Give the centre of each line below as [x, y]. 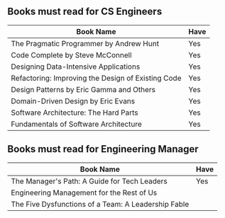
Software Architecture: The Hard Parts [75, 113]
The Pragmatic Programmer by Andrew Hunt [85, 43]
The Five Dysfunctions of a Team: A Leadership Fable [100, 204]
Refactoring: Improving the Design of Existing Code [96, 78]
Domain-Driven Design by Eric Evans [73, 101]
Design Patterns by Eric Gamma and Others [83, 89]
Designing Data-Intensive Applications [76, 67]
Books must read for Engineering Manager [103, 149]
